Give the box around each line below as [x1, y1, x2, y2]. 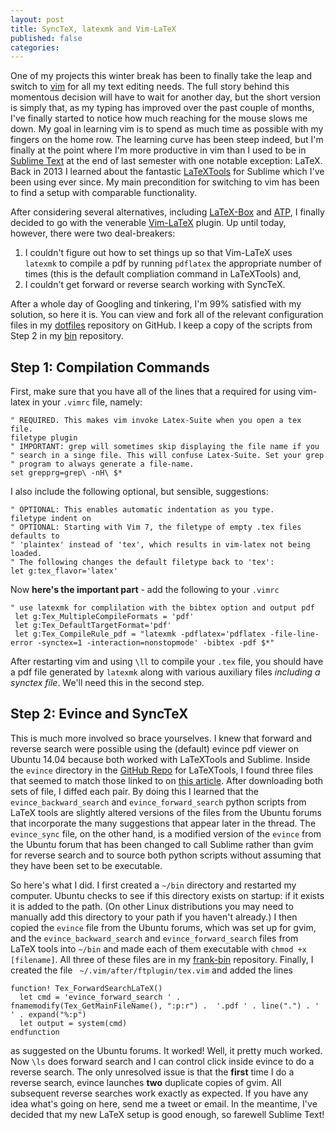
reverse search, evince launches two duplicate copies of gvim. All [10, 1076, 282, 1088]
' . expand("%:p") [10, 1009, 87, 1020]
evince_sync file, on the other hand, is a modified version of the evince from [10, 827, 322, 840]
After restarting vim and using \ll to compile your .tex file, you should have [10, 656, 324, 668]
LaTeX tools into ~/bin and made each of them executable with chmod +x [10, 942, 307, 955]
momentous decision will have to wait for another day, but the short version [10, 91, 321, 103]
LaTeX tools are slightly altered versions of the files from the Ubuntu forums [10, 806, 322, 818]
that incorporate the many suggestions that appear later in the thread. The [10, 817, 317, 829]
